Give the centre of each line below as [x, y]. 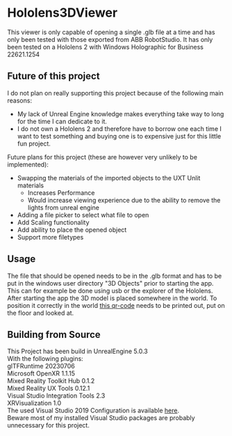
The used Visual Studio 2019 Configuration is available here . [93, 411]
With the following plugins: [45, 359]
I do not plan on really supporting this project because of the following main [115, 93]
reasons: [20, 100]
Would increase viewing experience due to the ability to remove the [124, 200]
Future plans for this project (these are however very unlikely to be [102, 157]
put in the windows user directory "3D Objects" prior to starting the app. [110, 283]
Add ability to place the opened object [72, 229]
